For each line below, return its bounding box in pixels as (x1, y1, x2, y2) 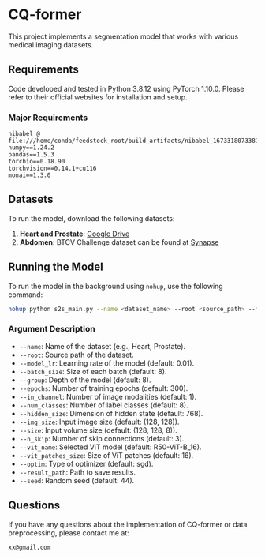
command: (8, 290, 43, 299)
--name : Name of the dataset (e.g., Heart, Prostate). (19, 341, 186, 351)
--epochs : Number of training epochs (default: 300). (19, 383, 188, 392)
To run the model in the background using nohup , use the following (8, 281, 223, 291)
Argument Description (8, 324, 96, 335)
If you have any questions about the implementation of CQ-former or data (8, 520, 248, 529)
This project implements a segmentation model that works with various (8, 32, 239, 41)
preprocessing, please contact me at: (8, 527, 130, 538)
